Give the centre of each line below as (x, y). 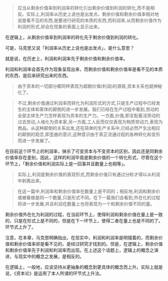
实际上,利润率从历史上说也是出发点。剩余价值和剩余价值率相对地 (92, 14)
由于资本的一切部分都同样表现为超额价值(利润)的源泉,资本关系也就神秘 (90, 86)
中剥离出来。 (30, 181)
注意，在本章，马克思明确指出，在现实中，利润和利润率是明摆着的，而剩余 (82, 238)
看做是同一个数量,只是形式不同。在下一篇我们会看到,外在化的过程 (93, 198)
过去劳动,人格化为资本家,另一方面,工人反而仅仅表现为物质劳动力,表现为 (90, 122)
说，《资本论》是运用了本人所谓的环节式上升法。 (54, 273)
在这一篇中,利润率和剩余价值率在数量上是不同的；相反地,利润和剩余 (86, 191)
